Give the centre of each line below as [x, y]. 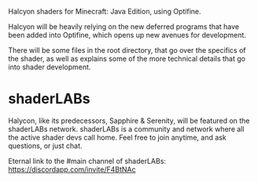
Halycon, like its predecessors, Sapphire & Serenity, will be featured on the [129, 121]
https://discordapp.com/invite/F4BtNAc [72, 169]
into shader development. [50, 67]
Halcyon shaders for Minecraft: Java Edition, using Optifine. [105, 11]
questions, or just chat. [45, 146]
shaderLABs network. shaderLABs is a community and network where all [126, 128]
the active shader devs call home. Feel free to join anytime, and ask [117, 137]
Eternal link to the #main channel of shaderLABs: [87, 161]
